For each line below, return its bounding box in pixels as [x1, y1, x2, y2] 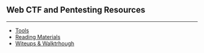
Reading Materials [15, 33, 61, 40]
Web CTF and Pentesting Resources [6, 5, 146, 15]
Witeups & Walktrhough [15, 40, 75, 47]
